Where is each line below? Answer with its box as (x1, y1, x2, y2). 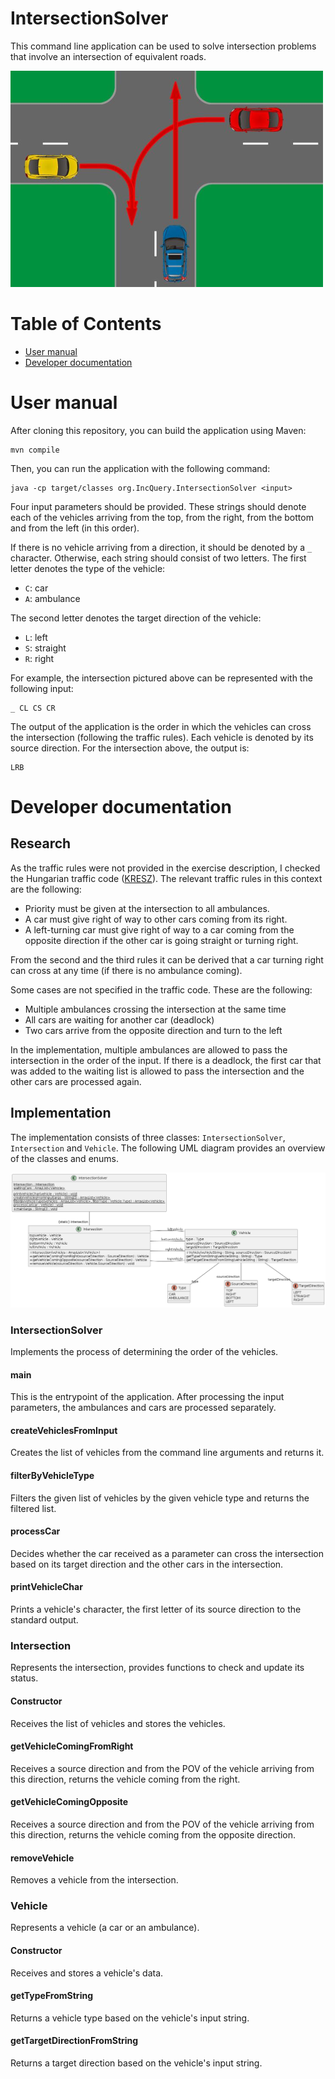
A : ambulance (24, 592, 81, 604)
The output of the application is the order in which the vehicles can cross (10, 720, 312, 732)
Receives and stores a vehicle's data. (10, 1967, 164, 1979)
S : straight (24, 642, 67, 654)
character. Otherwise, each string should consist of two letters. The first (10, 552, 307, 564)
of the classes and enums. (10, 1152, 120, 1164)
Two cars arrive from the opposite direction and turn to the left (24, 1024, 283, 1036)
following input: (10, 682, 74, 694)
